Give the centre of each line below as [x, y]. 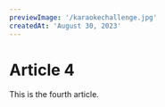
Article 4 [42, 70]
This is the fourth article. [54, 95]
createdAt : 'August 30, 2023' [66, 26]
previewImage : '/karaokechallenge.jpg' [83, 17]
